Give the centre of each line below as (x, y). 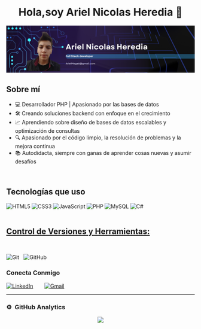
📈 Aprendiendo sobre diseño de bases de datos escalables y (90, 122)
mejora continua (35, 146)
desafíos (26, 162)
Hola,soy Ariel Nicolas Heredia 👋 (100, 12)
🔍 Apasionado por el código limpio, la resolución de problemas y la (98, 138)
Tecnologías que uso (46, 192)
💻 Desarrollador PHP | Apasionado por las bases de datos (87, 104)
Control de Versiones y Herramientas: (78, 231)
